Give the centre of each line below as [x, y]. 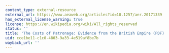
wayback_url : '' [22, 43]
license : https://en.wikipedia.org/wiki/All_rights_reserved [71, 24]
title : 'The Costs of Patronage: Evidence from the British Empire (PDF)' [86, 33]
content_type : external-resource [41, 10]
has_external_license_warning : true [44, 19]
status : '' [17, 29]
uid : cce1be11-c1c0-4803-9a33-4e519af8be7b [52, 38]
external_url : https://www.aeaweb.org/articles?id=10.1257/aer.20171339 [84, 15]
